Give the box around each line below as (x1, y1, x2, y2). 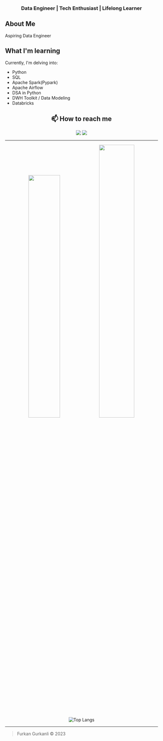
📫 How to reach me (51, 115, 112, 123)
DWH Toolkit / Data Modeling (12, 95, 70, 101)
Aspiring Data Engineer (5, 33, 51, 38)
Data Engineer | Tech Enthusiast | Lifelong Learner (21, 5, 142, 12)
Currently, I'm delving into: (5, 60, 58, 66)
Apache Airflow (12, 84, 44, 90)
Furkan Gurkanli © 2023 (16, 731, 66, 737)
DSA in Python (12, 90, 41, 96)
